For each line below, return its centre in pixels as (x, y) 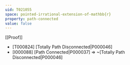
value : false (18, 23)
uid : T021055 (18, 10)
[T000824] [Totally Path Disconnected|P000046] (62, 47)
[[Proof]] (14, 37)
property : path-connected (32, 19)
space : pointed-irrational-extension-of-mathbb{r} (58, 14)
